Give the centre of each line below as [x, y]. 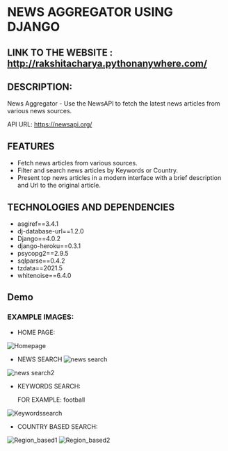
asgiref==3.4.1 [38, 224]
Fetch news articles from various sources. [77, 163]
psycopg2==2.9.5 [43, 254]
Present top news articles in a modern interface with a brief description [119, 178]
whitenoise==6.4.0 [44, 276]
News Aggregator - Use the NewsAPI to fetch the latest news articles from [114, 104]
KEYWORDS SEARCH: [49, 386]
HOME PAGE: [36, 332]
